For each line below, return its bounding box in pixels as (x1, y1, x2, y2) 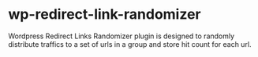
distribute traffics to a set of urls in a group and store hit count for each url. (8, 39, 252, 48)
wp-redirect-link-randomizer (8, 5, 201, 23)
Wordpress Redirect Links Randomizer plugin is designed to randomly (8, 31, 235, 41)
